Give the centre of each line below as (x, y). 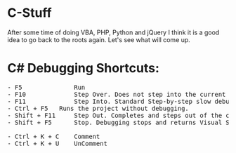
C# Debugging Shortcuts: (84, 68)
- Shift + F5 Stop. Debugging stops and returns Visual (115, 122)
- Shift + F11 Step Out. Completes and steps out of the (115, 115)
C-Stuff (29, 13)
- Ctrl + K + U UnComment (57, 143)
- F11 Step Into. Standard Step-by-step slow (109, 101)
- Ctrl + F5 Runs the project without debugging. (98, 108)
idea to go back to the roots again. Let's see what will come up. (99, 39)
